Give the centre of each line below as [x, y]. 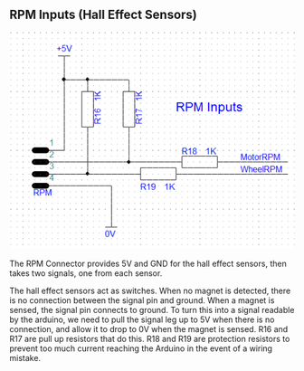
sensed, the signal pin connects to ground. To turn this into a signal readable [152, 309]
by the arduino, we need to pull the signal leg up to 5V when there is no [142, 319]
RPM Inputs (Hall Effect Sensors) [103, 15]
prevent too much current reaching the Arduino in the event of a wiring [141, 348]
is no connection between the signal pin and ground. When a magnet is [142, 300]
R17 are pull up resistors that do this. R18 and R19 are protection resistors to [150, 338]
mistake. [25, 357]
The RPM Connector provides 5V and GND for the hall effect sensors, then [148, 263]
